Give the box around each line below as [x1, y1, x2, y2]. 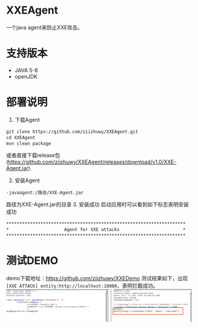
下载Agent [14, 116, 40, 123]
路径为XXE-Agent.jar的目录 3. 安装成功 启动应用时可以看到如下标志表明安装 [6, 200, 189, 207]
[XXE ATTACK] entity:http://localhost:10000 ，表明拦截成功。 [6, 282, 159, 289]
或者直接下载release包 [6, 151, 61, 158]
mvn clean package [6, 140, 51, 147]
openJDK [14, 73, 38, 80]
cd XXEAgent [6, 134, 35, 141]
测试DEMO [6, 254, 58, 267]
